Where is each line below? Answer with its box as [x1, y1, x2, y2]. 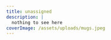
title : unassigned [6, 8, 52, 15]
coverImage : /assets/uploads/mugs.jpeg [6, 25, 106, 31]
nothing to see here [11, 19, 63, 25]
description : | [6, 14, 44, 20]
